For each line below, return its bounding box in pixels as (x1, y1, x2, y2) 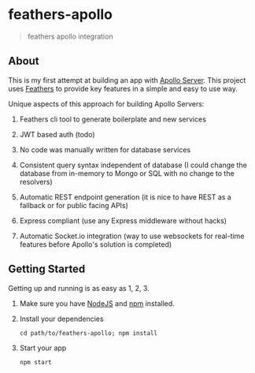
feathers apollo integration (27, 32, 113, 41)
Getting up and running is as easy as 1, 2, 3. (8, 283, 150, 293)
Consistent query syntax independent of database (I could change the (19, 160, 248, 170)
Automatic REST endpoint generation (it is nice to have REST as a (19, 192, 232, 202)
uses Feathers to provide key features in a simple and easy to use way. (8, 84, 238, 93)
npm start (19, 358, 53, 366)
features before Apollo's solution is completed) (19, 239, 172, 249)
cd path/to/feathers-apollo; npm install (19, 329, 157, 337)
